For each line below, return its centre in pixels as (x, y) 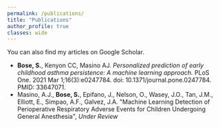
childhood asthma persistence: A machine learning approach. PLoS (113, 73)
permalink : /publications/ (46, 13)
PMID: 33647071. (42, 87)
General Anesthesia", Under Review (67, 117)
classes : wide (27, 33)
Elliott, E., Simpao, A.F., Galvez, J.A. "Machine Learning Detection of (113, 102)
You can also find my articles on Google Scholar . (76, 52)
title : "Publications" (40, 20)
